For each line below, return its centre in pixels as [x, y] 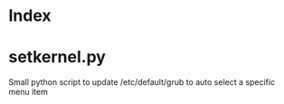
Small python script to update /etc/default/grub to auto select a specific [142, 82]
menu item [28, 92]
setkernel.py [57, 57]
